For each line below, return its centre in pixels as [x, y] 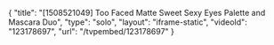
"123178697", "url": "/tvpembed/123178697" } [92, 31]
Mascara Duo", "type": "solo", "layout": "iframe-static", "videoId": [128, 22]
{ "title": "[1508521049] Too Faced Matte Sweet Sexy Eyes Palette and [137, 13]
